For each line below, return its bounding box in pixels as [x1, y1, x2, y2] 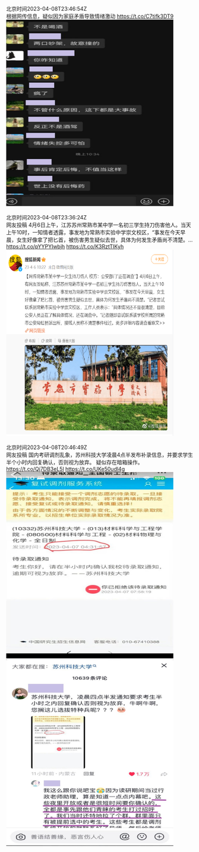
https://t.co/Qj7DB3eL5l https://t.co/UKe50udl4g [6, 466, 125, 472]
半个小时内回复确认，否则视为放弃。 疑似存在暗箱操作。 [6, 458, 143, 466]
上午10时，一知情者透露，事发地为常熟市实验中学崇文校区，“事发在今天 [6, 229, 181, 236]
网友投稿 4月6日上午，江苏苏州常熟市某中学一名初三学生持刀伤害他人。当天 [6, 221, 191, 228]
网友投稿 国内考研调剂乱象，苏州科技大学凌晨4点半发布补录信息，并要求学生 [6, 451, 193, 458]
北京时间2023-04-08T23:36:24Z [6, 214, 87, 221]
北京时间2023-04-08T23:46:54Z [6, 5, 87, 12]
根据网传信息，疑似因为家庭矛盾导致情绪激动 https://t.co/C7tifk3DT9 [6, 13, 174, 20]
